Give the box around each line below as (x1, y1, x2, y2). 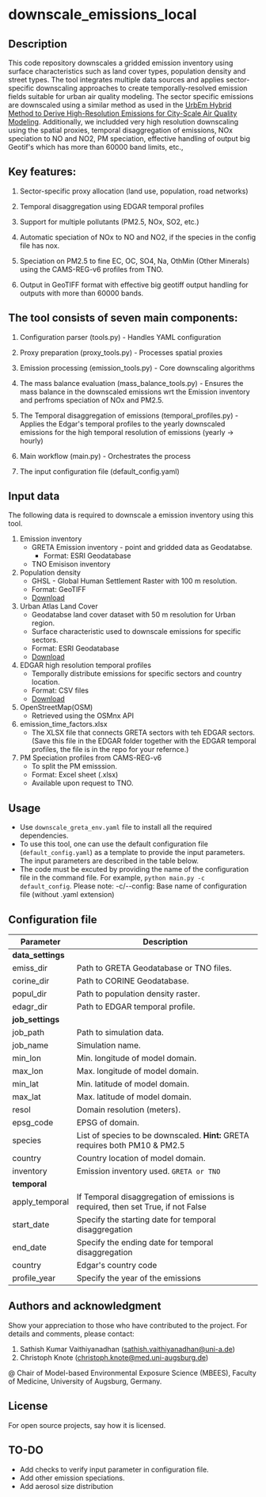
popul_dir (12, 988, 47, 999)
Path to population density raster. (76, 988, 200, 999)
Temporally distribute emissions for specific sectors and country (31, 669, 242, 678)
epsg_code (12, 1117, 54, 1128)
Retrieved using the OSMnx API (31, 711, 135, 720)
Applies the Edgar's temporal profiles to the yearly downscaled (19, 418, 226, 429)
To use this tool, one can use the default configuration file (19, 839, 208, 849)
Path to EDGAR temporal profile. (76, 1001, 196, 1012)
